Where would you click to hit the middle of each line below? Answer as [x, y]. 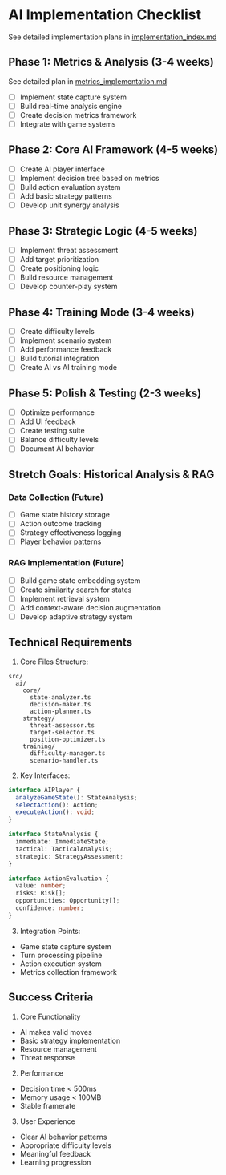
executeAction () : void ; [55, 812]
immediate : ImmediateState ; [63, 842]
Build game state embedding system [80, 580]
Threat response [47, 1057]
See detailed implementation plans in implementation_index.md [113, 37]
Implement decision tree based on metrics [89, 178]
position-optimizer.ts [67, 739]
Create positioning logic [59, 268]
